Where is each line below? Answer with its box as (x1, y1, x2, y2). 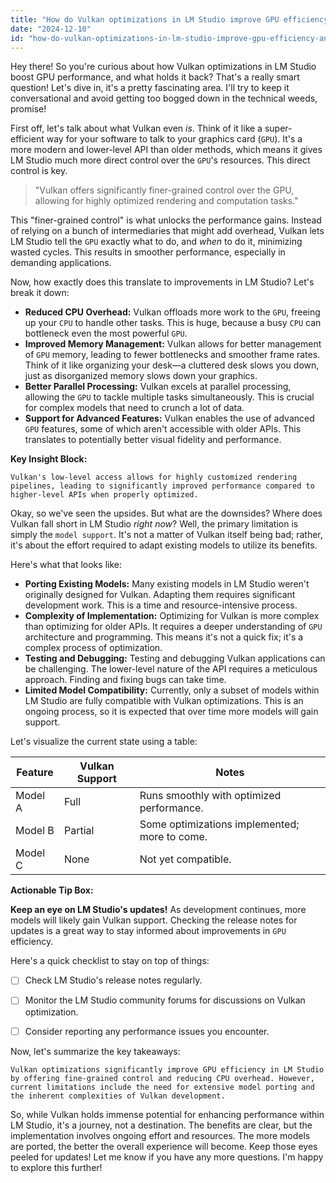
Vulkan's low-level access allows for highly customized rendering (10, 472, 298, 483)
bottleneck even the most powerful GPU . (24, 327, 188, 340)
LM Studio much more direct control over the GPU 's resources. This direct (10, 154, 311, 166)
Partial (63, 824, 95, 838)
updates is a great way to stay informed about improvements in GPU (10, 925, 287, 937)
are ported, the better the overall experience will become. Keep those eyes (10, 1140, 318, 1152)
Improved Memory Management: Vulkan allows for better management (24, 338, 322, 350)
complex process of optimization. (24, 642, 163, 654)
